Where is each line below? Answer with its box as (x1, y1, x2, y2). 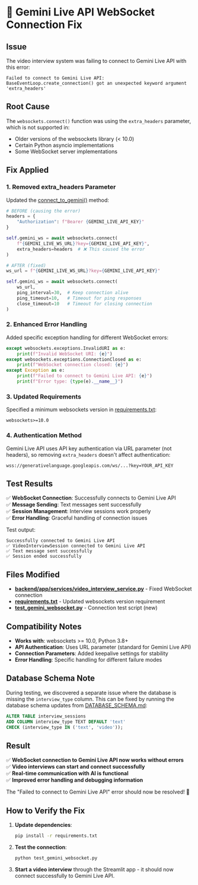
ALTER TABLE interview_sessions (6, 713, 86, 719)
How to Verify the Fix (6, 805, 85, 816)
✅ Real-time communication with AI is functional (6, 770, 129, 777)
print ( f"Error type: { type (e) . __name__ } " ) (17, 378, 123, 385)
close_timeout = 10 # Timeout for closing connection (17, 301, 152, 306)
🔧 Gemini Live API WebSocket (6, 5, 155, 19)
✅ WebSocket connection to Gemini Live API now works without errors (6, 757, 184, 764)
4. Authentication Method (6, 431, 82, 440)
